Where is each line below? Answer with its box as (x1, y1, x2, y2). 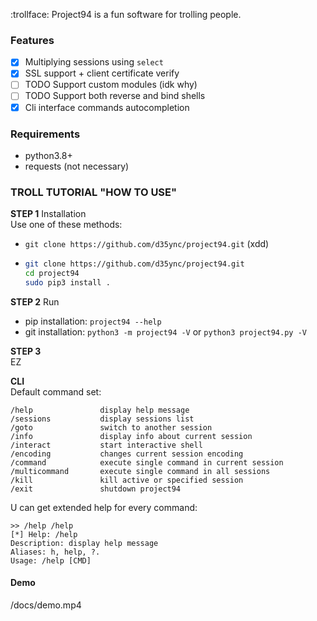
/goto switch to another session (10, 422, 213, 433)
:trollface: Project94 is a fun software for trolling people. (10, 9, 242, 20)
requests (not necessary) (24, 160, 130, 172)
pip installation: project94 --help (24, 315, 162, 327)
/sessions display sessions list (10, 414, 195, 424)
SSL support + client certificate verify (24, 67, 180, 79)
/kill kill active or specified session (10, 475, 244, 485)
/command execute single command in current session (10, 457, 284, 468)
